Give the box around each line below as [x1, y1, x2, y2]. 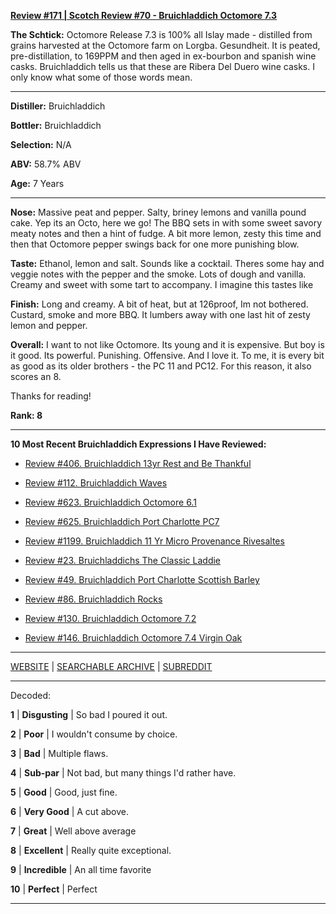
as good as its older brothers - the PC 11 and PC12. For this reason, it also [10, 360, 312, 372]
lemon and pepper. [10, 320, 88, 331]
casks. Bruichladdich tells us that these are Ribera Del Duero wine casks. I [10, 61, 315, 72]
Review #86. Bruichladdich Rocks [24, 593, 163, 605]
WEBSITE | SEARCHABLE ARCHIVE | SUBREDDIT [10, 661, 213, 672]
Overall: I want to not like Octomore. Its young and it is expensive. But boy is [10, 339, 325, 350]
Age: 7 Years [10, 178, 65, 189]
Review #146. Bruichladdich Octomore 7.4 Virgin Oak [24, 632, 243, 644]
